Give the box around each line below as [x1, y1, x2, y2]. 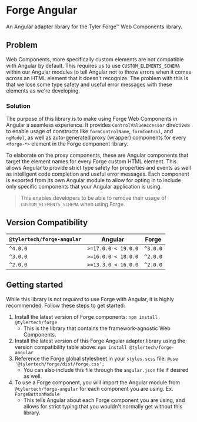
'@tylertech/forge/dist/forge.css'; [14, 361, 105, 367]
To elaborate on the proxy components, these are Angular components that [6, 151, 189, 159]
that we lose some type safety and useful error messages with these [6, 81, 172, 88]
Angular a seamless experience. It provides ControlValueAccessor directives [6, 121, 190, 128]
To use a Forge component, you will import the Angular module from [14, 378, 181, 386]
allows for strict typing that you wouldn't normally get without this [23, 403, 183, 410]
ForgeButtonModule [14, 391, 60, 397]
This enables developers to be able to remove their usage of [20, 194, 166, 202]
